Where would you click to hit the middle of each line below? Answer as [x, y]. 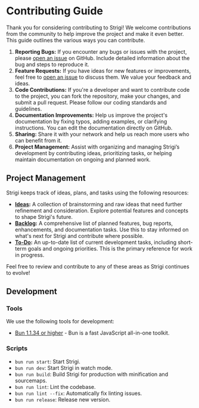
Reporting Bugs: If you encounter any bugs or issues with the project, [101, 51]
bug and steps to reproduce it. [52, 64]
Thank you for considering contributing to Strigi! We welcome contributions [99, 27]
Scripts [17, 348]
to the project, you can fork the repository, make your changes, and [98, 96]
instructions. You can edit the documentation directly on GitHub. [94, 128]
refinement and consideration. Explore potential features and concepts [102, 211]
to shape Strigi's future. [44, 217]
